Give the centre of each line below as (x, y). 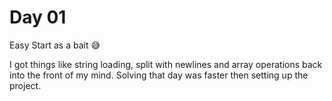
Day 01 (38, 17)
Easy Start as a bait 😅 (55, 45)
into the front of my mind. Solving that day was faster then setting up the (159, 75)
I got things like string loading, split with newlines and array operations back (166, 64)
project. (25, 85)
